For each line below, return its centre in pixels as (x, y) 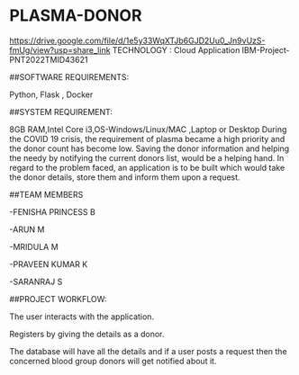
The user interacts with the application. (82, 317)
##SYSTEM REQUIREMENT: (61, 112)
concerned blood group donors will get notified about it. (113, 361)
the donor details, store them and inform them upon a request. (125, 177)
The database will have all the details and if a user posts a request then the (148, 351)
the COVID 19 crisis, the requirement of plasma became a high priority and (147, 138)
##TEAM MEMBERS (46, 194)
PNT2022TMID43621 (49, 59)
